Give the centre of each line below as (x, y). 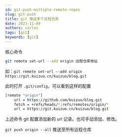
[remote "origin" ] (24, 95)
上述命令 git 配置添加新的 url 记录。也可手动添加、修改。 (62, 119)
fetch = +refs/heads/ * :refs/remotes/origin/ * (61, 104)
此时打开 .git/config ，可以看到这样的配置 (48, 86)
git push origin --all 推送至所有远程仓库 (48, 130)
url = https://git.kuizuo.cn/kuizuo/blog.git (61, 109)
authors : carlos (22, 28)
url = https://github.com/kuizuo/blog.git (58, 100)
